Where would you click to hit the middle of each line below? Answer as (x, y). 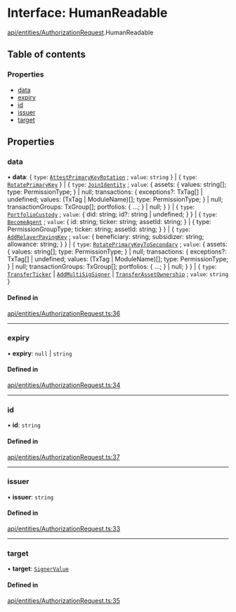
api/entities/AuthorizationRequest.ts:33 (64, 529)
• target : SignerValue (38, 569)
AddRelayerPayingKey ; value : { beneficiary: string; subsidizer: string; (106, 237)
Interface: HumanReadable (87, 13)
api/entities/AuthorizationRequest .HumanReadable (80, 32)
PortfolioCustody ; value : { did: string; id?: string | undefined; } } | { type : (112, 214)
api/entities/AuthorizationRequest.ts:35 (64, 600)
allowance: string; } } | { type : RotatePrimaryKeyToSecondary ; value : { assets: (117, 245)
